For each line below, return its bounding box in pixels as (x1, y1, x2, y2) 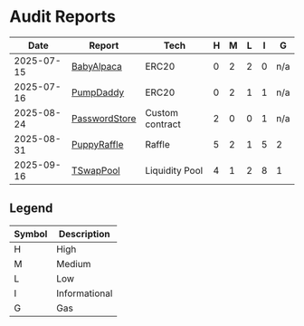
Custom (144, 106, 179, 119)
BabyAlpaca (71, 60, 122, 72)
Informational (55, 287, 113, 300)
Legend (9, 201, 53, 216)
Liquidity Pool (144, 164, 204, 177)
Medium (55, 257, 91, 270)
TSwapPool (71, 164, 120, 177)
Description (58, 227, 110, 240)
